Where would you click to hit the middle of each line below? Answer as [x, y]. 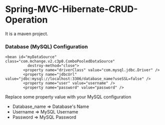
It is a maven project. [27, 33]
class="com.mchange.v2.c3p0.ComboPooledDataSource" [60, 61]
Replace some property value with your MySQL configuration [68, 97]
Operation [26, 20]
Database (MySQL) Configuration [47, 46]
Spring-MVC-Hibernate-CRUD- [71, 9]
